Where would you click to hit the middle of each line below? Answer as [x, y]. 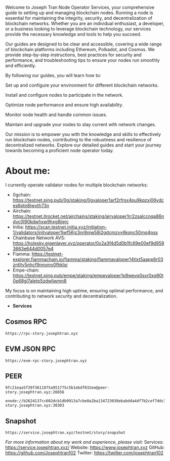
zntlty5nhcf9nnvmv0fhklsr [40, 264]
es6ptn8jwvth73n [31, 205]
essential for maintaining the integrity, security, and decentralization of [79, 18]
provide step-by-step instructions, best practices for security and [73, 55]
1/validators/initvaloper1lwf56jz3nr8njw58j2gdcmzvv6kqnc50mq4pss [85, 232]
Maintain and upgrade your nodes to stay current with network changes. [81, 124]
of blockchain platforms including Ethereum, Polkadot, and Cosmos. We [80, 49]
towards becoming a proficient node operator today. [60, 150]
